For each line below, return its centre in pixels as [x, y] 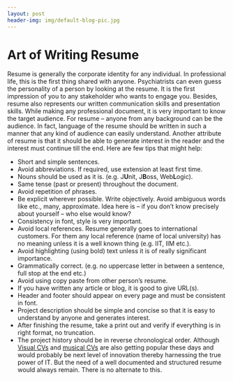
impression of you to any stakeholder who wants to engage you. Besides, [113, 96]
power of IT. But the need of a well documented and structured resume [119, 362]
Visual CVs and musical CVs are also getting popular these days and [115, 347]
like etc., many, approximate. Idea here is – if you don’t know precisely [118, 206]
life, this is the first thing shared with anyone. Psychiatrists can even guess [114, 82]
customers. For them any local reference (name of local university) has [119, 236]
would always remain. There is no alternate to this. [90, 370]
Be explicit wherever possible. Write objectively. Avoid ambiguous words [121, 199]
